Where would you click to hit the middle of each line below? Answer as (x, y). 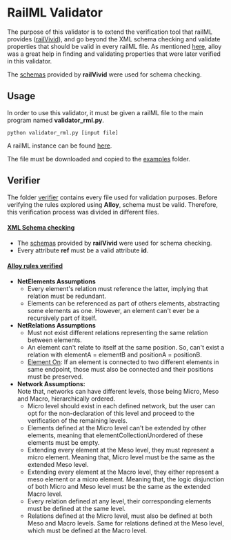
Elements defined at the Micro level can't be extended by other (117, 428)
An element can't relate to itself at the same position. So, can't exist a (126, 347)
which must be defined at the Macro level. (87, 530)
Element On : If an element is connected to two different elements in (123, 362)
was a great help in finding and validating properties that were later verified (114, 54)
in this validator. (30, 61)
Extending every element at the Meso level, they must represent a (121, 450)
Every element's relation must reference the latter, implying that (118, 288)
